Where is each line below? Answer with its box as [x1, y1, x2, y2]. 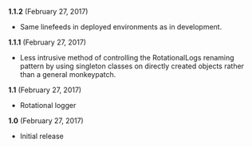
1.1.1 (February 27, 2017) [8, 37, 86, 47]
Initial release [19, 131, 64, 141]
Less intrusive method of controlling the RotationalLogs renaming [19, 53, 234, 62]
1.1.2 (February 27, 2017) [8, 7, 89, 16]
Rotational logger [19, 101, 77, 110]
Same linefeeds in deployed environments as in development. [19, 22, 222, 31]
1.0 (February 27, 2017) [8, 116, 84, 126]
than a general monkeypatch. [19, 70, 116, 79]
